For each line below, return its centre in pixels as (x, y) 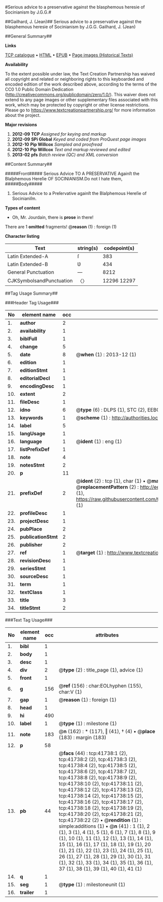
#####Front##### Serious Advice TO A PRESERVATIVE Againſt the (72, 174)
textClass (31, 592)
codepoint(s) (119, 248)
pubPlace (31, 529)
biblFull (29, 339)
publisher (31, 545)
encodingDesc (37, 386)
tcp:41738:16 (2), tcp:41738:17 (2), (101, 802)
